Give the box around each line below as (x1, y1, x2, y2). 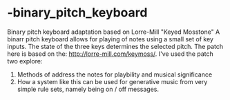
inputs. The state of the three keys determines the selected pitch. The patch (7, 42, 224, 50)
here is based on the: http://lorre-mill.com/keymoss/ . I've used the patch (7, 50, 214, 58)
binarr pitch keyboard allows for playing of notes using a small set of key (7, 34, 214, 43)
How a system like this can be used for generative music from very (17, 77, 208, 86)
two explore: (7, 57, 43, 65)
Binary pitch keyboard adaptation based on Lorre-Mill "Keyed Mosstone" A (7, 28, 220, 36)
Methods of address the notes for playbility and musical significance (17, 70, 213, 79)
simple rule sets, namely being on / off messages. (17, 85, 160, 93)
